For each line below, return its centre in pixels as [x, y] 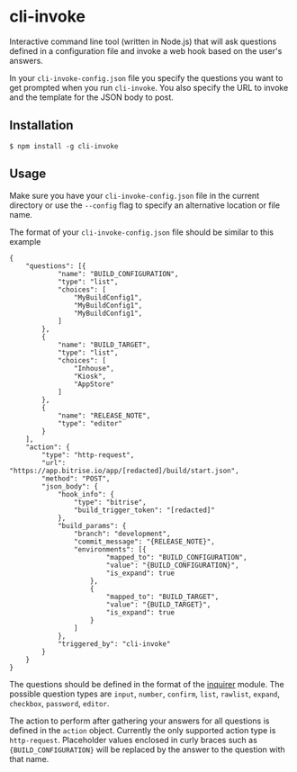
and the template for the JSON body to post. [91, 97]
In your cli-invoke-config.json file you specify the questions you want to [146, 77]
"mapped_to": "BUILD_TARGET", [162, 597]
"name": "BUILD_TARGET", [104, 345]
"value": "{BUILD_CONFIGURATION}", [173, 565]
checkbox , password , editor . [59, 703]
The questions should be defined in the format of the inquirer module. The [147, 684]
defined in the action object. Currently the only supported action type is [143, 730]
